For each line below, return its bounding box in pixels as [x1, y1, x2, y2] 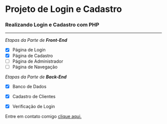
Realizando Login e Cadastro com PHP [5, 21, 99, 28]
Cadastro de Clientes [12, 93, 56, 99]
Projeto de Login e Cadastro [5, 3, 122, 15]
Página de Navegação [12, 64, 58, 70]
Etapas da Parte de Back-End [5, 74, 67, 80]
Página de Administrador [12, 58, 64, 64]
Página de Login [12, 47, 46, 53]
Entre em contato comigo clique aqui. [5, 113, 82, 119]
